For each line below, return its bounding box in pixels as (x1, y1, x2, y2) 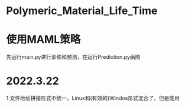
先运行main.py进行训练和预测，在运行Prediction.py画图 (6, 53, 141, 61)
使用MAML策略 (6, 33, 81, 46)
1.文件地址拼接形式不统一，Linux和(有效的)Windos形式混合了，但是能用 (6, 95, 180, 102)
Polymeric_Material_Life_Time (6, 4, 158, 18)
